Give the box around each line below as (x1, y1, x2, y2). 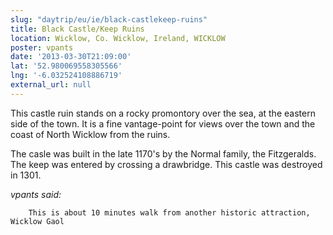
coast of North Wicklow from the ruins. (10, 128, 171, 140)
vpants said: (10, 188, 62, 200)
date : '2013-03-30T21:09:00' (10, 52, 132, 62)
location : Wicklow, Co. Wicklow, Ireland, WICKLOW (10, 33, 226, 43)
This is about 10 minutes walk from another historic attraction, (28, 207, 311, 218)
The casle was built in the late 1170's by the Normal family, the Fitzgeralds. (10, 147, 317, 160)
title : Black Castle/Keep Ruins (10, 24, 145, 34)
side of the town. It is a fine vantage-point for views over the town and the (10, 117, 316, 130)
